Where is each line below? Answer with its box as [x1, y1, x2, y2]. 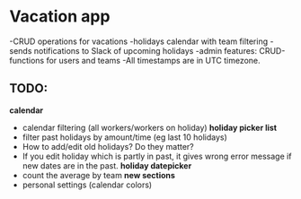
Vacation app [9, 6, 111, 27]
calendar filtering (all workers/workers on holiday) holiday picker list [22, 122, 277, 133]
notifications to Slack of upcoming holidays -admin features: [33, 45, 258, 56]
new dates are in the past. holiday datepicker [22, 160, 192, 171]
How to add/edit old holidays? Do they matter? [22, 141, 195, 151]
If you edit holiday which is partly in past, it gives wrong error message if [22, 151, 292, 161]
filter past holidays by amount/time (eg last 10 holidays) [22, 132, 227, 143]
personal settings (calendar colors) [22, 179, 153, 190]
